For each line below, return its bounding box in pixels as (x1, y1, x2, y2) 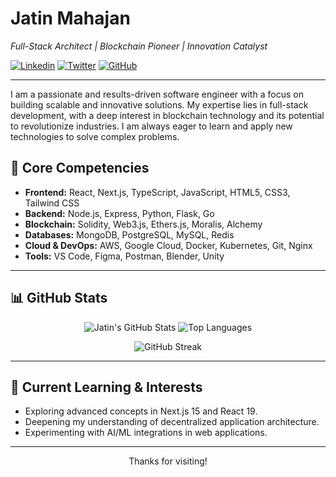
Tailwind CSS (24, 197, 80, 209)
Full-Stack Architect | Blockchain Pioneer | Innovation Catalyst (10, 40, 268, 52)
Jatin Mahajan (10, 7, 131, 30)
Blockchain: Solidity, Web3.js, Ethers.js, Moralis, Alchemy (24, 218, 263, 230)
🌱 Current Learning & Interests (10, 378, 203, 396)
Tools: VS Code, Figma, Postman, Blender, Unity (24, 250, 225, 262)
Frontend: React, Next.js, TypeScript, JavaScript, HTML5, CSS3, (24, 186, 291, 198)
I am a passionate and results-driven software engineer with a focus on (10, 88, 304, 100)
